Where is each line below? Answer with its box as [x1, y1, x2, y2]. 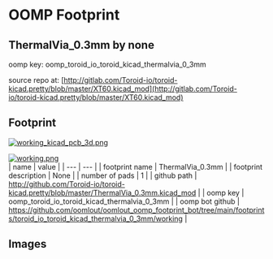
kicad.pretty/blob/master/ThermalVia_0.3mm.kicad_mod [8, 188, 197, 197]
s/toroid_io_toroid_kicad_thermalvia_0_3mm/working [8, 214, 183, 223]
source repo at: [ [8, 76, 64, 84]
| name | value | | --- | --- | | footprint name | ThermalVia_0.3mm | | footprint [8, 162, 262, 171]
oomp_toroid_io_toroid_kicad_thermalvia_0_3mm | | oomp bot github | [8, 196, 240, 206]
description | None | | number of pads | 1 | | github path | [8, 171, 197, 180]
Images [8, 237, 47, 251]
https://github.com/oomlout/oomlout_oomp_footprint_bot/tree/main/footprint [8, 205, 265, 214]
